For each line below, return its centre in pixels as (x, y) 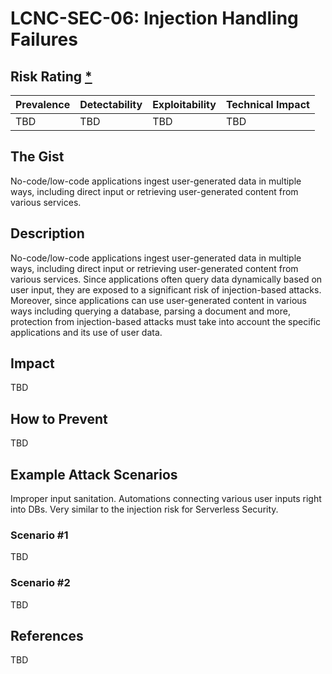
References (47, 636)
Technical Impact (267, 104)
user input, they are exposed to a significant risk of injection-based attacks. (166, 289)
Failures (44, 39)
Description (47, 233)
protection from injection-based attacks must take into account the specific (166, 321)
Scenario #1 (39, 535)
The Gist (37, 157)
